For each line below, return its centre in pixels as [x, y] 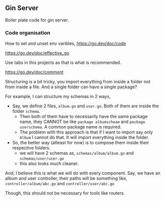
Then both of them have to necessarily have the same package [83, 117]
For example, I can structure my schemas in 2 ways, [58, 97]
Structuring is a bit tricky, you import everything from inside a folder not [78, 82]
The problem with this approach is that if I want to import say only [86, 132]
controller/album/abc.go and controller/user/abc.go [60, 184]
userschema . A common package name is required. [70, 127]
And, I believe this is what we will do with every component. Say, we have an [83, 173]
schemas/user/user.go [42, 159]
